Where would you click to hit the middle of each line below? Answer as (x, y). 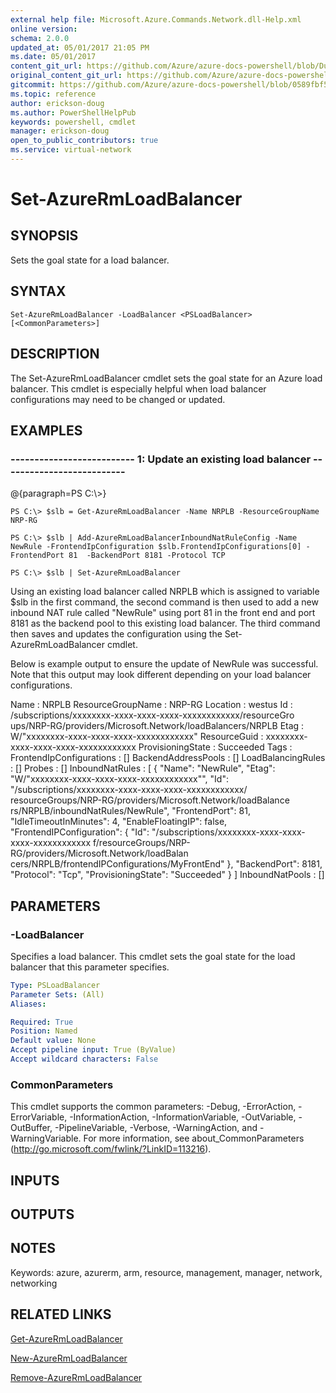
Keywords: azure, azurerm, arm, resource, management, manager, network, (166, 1272)
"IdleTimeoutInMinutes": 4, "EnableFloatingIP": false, (119, 822)
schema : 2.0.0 (40, 38)
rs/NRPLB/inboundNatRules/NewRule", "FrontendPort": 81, (130, 811)
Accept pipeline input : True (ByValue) (93, 1050)
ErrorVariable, (39, 1117)
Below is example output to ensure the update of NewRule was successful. (164, 664)
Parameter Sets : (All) (57, 994)
